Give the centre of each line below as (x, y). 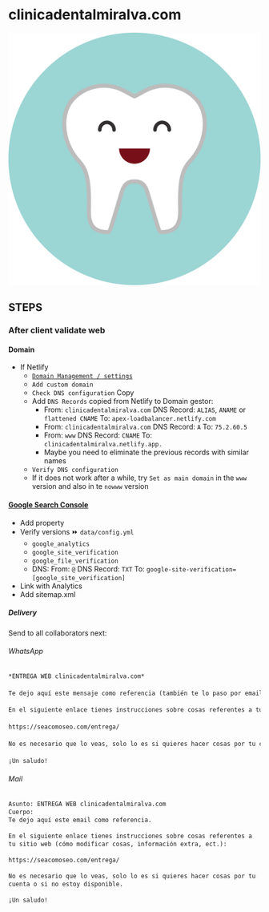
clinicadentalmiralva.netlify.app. (103, 445)
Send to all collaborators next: (58, 633)
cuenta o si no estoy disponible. (66, 884)
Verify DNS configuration (75, 470)
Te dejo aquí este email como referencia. (80, 820)
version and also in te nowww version (90, 486)
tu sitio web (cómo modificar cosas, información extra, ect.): (118, 844)
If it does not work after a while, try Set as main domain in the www (139, 478)
